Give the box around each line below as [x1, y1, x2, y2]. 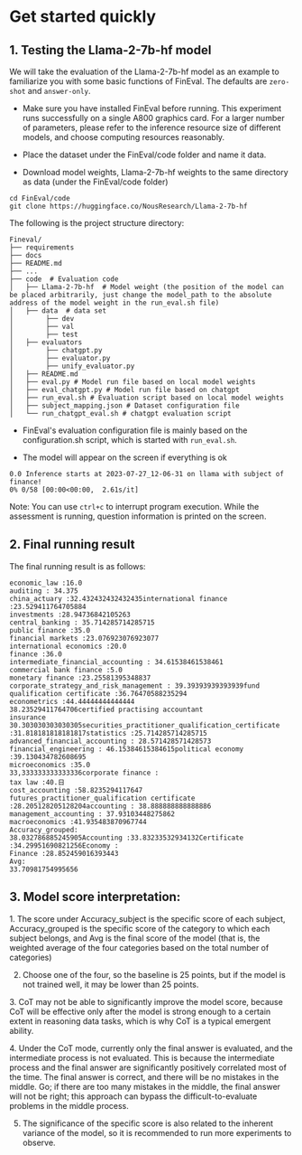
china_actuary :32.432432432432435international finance [9, 594, 228, 603]
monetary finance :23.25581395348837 [9, 673, 151, 682]
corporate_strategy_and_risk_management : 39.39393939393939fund [9, 681, 260, 690]
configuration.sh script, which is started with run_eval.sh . [22, 435, 237, 445]
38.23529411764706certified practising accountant [9, 705, 204, 714]
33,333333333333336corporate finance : [9, 768, 160, 777]
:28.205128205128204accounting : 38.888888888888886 [9, 802, 212, 811]
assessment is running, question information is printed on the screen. [9, 511, 267, 521]
